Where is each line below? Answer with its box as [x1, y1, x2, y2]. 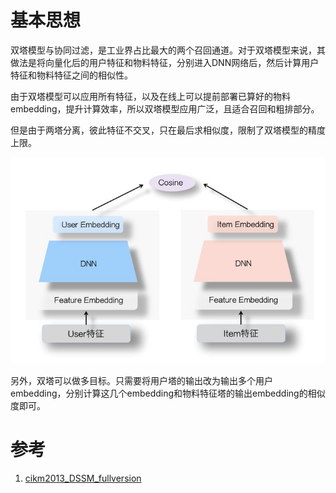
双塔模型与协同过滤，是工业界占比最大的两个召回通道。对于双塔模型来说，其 [10, 44, 326, 56]
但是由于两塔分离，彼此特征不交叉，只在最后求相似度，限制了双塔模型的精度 [10, 124, 326, 136]
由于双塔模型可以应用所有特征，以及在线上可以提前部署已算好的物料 [10, 90, 291, 102]
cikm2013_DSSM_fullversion [24, 472, 142, 484]
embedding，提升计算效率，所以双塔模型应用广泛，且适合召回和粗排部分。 [10, 102, 320, 115]
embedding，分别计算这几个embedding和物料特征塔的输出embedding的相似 [10, 387, 326, 399]
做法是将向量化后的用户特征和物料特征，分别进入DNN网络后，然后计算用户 [10, 56, 320, 68]
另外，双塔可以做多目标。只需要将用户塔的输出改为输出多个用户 [10, 374, 273, 386]
